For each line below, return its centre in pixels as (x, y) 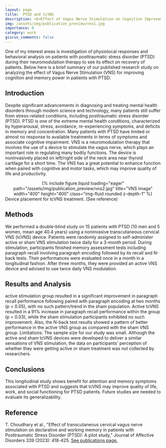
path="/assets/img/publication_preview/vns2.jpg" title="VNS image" (83, 188)
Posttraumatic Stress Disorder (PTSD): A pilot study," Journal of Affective (80, 435)
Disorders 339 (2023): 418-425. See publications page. (62, 440)
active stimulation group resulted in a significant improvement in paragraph (82, 296)
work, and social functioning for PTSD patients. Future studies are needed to (83, 392)
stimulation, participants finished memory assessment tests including (76, 248)
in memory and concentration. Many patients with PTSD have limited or (78, 131)
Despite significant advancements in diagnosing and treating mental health (81, 105)
